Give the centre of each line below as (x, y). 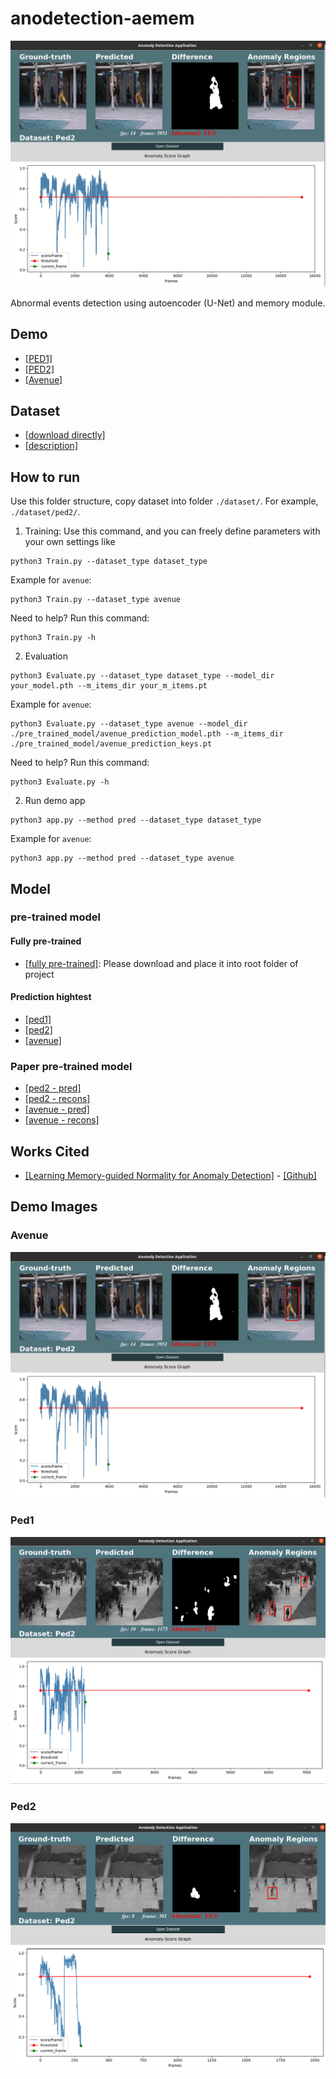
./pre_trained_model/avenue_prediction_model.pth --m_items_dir (147, 734)
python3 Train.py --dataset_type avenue (96, 600)
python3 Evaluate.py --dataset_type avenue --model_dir (129, 724)
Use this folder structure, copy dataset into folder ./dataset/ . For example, (164, 501)
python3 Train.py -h (53, 638)
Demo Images (54, 1207)
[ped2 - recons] (57, 1099)
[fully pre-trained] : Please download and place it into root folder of (161, 963)
